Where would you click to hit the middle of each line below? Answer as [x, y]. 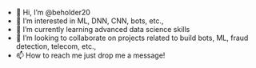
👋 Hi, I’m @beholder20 [53, 12]
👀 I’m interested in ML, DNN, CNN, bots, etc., [90, 21]
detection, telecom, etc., [56, 46]
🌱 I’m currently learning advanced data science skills [103, 29]
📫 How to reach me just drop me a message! [90, 55]
